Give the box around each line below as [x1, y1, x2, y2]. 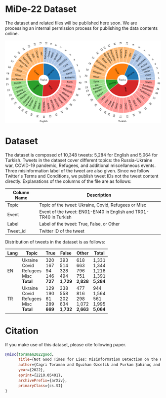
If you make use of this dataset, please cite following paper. [5, 341, 126, 347]
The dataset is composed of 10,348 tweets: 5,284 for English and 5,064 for [5, 152, 158, 158]
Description [86, 192, 112, 198]
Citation [5, 325, 39, 336]
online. [5, 30, 19, 36]
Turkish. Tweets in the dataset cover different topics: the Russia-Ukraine [5, 158, 153, 163]
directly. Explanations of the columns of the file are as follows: [5, 178, 132, 184]
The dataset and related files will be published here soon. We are [5, 20, 137, 26]
